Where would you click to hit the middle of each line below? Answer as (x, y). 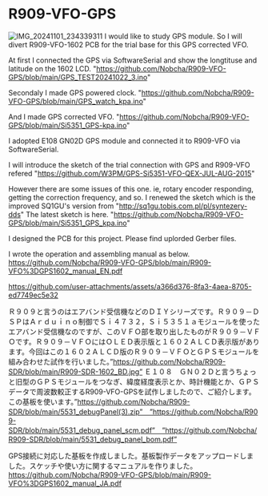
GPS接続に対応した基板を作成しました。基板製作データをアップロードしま (131, 456)
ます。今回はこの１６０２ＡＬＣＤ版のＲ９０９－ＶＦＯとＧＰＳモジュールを (134, 351)
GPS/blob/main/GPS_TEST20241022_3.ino (78, 77)
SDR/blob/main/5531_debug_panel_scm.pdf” (82, 430)
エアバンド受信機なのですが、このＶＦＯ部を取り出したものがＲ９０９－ (127, 331)
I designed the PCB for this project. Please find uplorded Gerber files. (122, 238)
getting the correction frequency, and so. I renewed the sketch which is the (132, 197)
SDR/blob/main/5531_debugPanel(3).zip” (76, 411)
